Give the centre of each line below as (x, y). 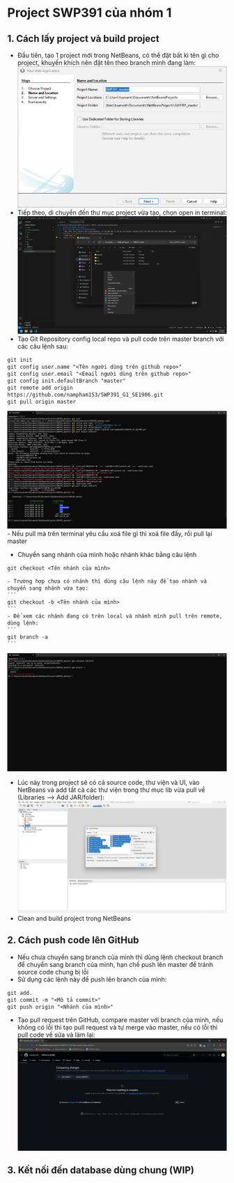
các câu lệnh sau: (42, 346)
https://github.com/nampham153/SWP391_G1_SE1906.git (85, 395)
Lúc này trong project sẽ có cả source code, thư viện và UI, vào (108, 783)
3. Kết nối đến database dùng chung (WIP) (101, 1170)
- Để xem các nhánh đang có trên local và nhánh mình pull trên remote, (115, 616)
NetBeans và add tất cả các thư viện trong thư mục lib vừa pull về (111, 790)
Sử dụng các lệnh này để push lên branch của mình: (92, 979)
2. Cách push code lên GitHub (73, 940)
